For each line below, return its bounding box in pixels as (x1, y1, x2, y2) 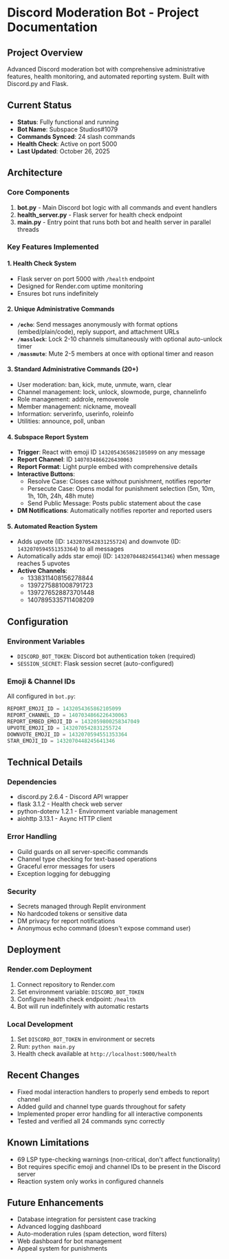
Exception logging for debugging (17, 869, 111, 877)
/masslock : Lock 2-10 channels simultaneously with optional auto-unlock (17, 335, 223, 343)
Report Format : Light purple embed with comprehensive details (17, 463, 198, 471)
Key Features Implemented (7, 242, 99, 252)
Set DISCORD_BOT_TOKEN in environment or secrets (17, 1035, 155, 1043)
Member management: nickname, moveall (17, 402, 136, 410)
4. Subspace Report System (7, 433, 89, 441)
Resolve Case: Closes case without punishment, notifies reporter (27, 477, 212, 485)
